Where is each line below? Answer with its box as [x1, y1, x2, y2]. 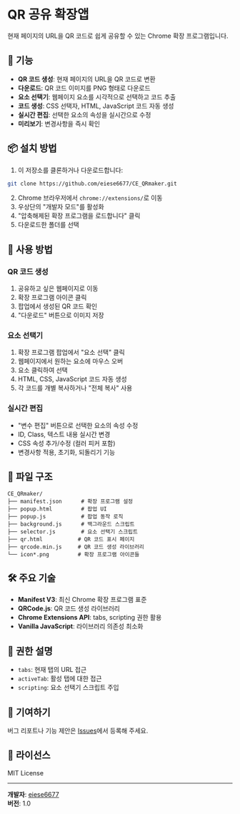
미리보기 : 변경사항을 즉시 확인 [17, 119, 101, 128]
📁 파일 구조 [7, 471, 54, 483]
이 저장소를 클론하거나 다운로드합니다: [17, 166, 124, 174]
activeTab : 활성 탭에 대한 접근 [17, 674, 102, 683]
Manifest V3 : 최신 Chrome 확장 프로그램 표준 [17, 596, 147, 604]
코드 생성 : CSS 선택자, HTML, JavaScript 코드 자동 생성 [17, 101, 174, 110]
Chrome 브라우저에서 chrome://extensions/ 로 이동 [17, 194, 163, 202]
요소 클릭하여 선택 [17, 366, 68, 375]
